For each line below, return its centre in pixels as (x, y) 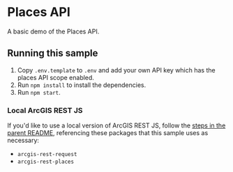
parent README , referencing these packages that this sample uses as (108, 133)
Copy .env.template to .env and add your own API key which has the (116, 70)
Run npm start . (39, 92)
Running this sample (53, 53)
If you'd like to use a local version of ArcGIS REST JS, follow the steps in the (116, 125)
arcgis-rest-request (47, 155)
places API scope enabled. (55, 77)
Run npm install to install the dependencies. (82, 85)
